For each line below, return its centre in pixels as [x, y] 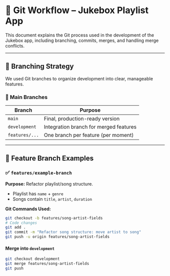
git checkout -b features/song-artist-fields [54, 218]
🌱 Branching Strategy [40, 66]
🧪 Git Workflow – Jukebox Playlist [77, 10]
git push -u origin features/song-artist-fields [57, 237]
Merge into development [30, 248]
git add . [16, 227]
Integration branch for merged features [90, 127]
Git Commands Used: [28, 209]
